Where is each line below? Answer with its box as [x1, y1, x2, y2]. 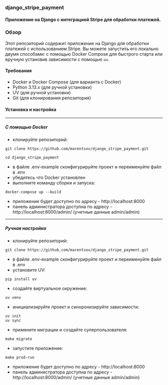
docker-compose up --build [5, 189, 61, 195]
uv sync [5, 318, 21, 323]
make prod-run [5, 355, 35, 360]
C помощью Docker [5, 124, 48, 130]
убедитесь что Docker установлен [12, 174, 86, 180]
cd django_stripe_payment [5, 155, 59, 160]
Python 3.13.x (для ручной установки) [12, 84, 92, 90]
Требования [5, 68, 32, 74]
